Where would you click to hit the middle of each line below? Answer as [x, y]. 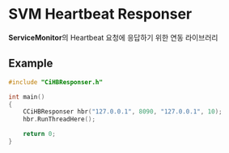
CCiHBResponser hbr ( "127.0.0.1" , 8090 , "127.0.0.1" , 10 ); [123, 112]
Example [31, 64]
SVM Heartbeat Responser [100, 14]
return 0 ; [40, 134]
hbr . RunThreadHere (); [59, 119]
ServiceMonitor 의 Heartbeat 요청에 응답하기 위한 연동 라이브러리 [113, 37]
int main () [27, 97]
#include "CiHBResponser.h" [56, 82]
